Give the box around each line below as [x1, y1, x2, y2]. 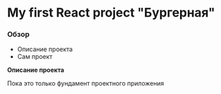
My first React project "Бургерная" [7, 5, 215, 21]
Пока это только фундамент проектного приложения [7, 79, 164, 88]
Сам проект [17, 53, 53, 61]
